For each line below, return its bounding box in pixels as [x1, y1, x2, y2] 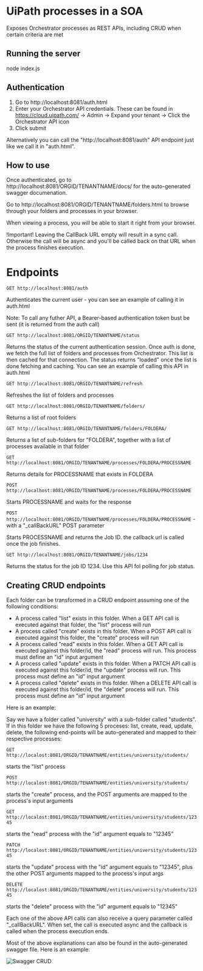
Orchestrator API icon [15, 117, 70, 125]
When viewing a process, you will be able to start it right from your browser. [6, 219, 196, 226]
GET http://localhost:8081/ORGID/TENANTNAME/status [6, 333, 140, 339]
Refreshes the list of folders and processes [6, 391, 114, 399]
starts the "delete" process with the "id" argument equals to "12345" [6, 903, 178, 910]
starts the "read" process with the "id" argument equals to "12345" [6, 830, 174, 838]
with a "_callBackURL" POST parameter [6, 522, 105, 529]
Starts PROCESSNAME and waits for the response [6, 498, 132, 506]
